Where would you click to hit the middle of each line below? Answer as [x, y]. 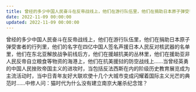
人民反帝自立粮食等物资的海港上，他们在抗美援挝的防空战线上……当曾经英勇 [97, 61]
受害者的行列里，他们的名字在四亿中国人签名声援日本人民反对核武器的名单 [100, 47]
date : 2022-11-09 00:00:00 [39, 17]
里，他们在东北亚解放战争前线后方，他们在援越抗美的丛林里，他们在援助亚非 [98, 54]
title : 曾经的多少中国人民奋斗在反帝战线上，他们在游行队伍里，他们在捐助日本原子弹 [96, 11]
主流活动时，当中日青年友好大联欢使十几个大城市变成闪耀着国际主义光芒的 [95, 76]
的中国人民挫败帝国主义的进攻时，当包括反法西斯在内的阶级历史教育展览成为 [98, 69]
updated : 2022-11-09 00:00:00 [43, 22]
